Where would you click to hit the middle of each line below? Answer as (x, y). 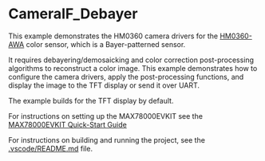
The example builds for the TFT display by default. (91, 100)
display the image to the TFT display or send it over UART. (104, 85)
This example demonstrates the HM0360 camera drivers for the (113, 36)
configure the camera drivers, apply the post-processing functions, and (126, 77)
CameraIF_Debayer (73, 14)
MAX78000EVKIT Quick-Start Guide (68, 124)
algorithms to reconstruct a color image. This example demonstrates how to (133, 68)
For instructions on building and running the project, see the (107, 139)
